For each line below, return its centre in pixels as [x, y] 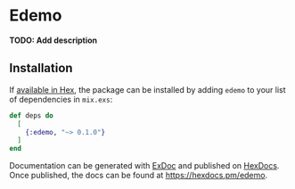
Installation [41, 68]
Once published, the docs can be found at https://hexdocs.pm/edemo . [139, 176]
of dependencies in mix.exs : [61, 99]
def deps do [31, 115]
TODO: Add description [53, 40]
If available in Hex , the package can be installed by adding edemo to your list [148, 89]
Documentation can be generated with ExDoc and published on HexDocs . [144, 166]
